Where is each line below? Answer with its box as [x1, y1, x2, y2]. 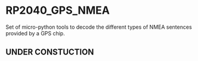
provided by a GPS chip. [5, 29, 65, 36]
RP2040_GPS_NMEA [5, 4, 110, 17]
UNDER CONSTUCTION [5, 47, 94, 57]
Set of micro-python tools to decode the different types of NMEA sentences [5, 23, 192, 30]
